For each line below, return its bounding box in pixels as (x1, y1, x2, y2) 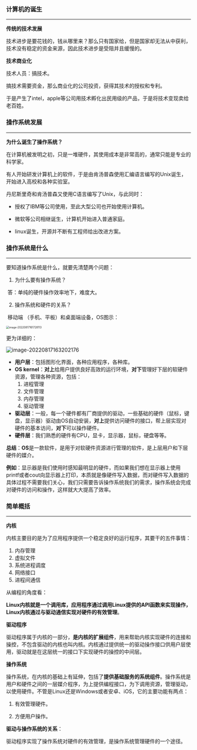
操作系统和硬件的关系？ (14, 301, 72, 308)
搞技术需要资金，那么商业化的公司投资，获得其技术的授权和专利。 (6, 82, 165, 89)
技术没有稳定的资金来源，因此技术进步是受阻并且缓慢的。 (6, 45, 145, 52)
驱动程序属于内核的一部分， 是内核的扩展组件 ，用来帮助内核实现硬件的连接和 (6, 634, 191, 641)
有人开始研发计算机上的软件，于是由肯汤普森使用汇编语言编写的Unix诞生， (6, 170, 186, 177)
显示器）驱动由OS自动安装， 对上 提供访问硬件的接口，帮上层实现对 (25, 417, 186, 424)
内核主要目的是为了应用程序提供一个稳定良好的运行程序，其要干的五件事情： (6, 535, 191, 542)
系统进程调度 (14, 562, 46, 569)
